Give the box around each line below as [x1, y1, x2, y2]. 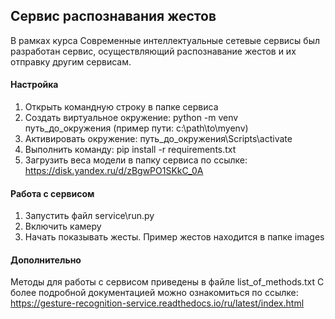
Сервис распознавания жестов [10, 8, 217, 25]
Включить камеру [24, 220, 102, 233]
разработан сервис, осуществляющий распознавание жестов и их [10, 45, 297, 57]
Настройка [10, 79, 59, 91]
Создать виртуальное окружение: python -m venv [24, 112, 239, 124]
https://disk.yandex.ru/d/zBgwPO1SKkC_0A [24, 165, 204, 177]
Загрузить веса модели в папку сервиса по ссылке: [24, 154, 248, 166]
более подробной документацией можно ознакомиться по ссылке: [10, 287, 299, 299]
